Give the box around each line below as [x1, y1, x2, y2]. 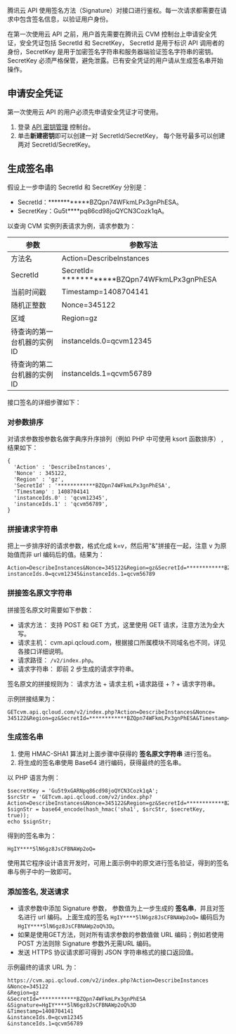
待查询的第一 [11, 327, 54, 336]
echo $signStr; [7, 818, 52, 825]
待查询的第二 [11, 359, 54, 369]
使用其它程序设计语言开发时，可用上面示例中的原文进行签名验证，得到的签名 [7, 858, 229, 867]
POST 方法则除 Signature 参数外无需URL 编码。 [17, 939, 155, 948]
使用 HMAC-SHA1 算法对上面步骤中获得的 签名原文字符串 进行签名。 [17, 749, 216, 758]
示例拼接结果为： [7, 694, 57, 702]
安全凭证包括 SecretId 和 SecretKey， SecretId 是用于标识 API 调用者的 [19, 39, 225, 47]
